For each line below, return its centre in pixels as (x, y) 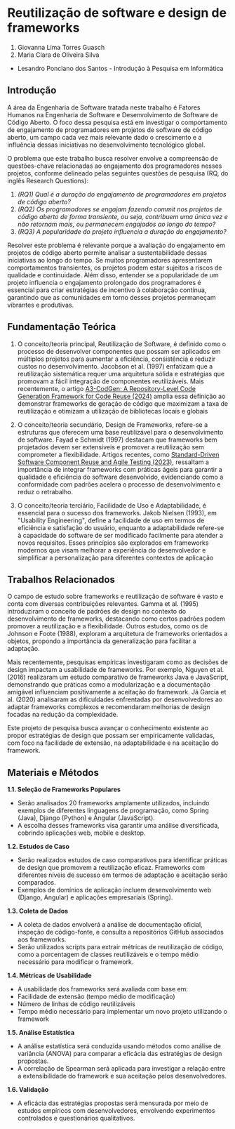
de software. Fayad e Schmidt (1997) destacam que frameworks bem (117, 440)
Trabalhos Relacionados (61, 580)
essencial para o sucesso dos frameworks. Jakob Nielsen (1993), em (117, 513)
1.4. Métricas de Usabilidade (50, 976)
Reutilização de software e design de (117, 13)
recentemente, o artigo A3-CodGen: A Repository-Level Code (107, 388)
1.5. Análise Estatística (41, 1033)
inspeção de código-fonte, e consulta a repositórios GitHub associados (121, 932)
